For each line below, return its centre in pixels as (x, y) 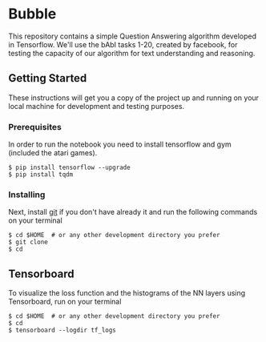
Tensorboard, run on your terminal (65, 302)
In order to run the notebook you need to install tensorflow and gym (120, 144)
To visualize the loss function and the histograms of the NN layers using (127, 293)
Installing (27, 195)
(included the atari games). (53, 153)
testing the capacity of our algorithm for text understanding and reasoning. (132, 53)
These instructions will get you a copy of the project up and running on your (133, 98)
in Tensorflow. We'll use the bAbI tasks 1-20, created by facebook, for (123, 44)
